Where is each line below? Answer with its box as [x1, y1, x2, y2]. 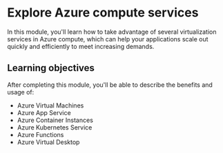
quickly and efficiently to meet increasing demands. [7, 42, 155, 50]
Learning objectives [7, 62, 95, 74]
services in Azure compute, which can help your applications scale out [7, 34, 209, 43]
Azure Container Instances [17, 116, 93, 124]
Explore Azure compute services [7, 5, 199, 21]
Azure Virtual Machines [17, 101, 84, 110]
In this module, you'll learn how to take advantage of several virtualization [7, 28, 217, 36]
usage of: [7, 88, 35, 96]
